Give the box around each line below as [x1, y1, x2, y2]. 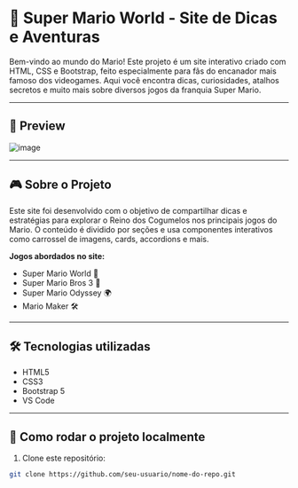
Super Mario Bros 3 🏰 [21, 277, 101, 287]
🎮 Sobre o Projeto [9, 177, 113, 193]
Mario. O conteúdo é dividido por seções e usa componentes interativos [9, 224, 273, 234]
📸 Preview [9, 119, 66, 134]
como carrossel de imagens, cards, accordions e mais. [9, 233, 209, 244]
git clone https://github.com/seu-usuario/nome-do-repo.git [9, 470, 237, 479]
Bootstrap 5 [21, 386, 66, 397]
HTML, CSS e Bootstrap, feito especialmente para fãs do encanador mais [9, 66, 277, 76]
